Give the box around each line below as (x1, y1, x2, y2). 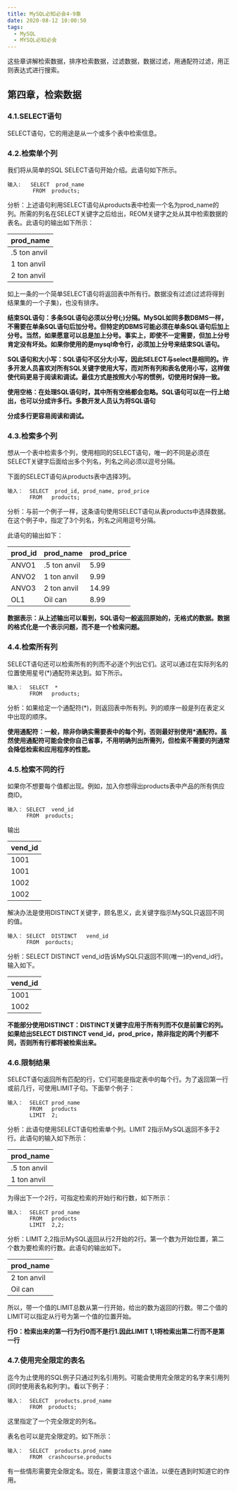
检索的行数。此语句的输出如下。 (31, 1243, 125, 1253)
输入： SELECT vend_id (7, 806, 74, 813)
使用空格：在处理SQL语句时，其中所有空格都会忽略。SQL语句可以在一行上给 (7, 388, 230, 396)
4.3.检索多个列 (7, 431, 58, 441)
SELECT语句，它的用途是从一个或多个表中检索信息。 (7, 129, 161, 137)
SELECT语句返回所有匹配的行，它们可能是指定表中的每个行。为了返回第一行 (7, 1075, 229, 1083)
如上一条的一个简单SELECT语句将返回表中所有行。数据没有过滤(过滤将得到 (7, 289, 225, 298)
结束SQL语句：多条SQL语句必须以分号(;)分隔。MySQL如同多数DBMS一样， (7, 313, 228, 322)
